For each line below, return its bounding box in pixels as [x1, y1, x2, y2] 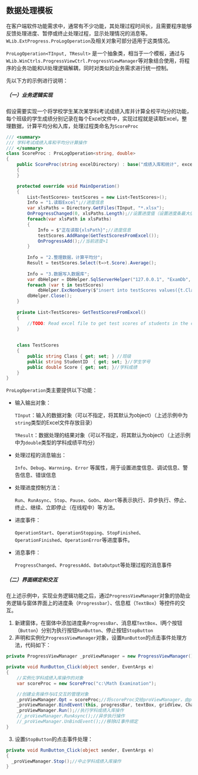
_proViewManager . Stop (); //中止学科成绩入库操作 [11, 758, 122, 764]
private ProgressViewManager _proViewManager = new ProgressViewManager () [6, 653, 194, 659]
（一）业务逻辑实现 [6, 91, 53, 99]
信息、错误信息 [19, 472, 57, 479]
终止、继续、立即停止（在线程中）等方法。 [14, 504, 118, 511]
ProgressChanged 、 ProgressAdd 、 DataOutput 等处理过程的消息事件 [14, 561, 172, 568]
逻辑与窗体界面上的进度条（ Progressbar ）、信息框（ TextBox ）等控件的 [11, 600, 180, 607]
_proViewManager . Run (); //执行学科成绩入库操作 [16, 708, 124, 714]
